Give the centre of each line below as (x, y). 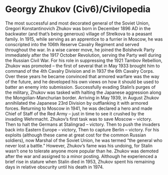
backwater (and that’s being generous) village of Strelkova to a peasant (79, 34)
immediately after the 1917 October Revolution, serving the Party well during (83, 55)
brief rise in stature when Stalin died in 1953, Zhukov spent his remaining (80, 161)
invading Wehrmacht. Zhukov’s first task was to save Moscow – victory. (79, 119)
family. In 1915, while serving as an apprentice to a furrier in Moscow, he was (84, 39)
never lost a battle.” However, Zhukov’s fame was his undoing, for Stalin (79, 145)
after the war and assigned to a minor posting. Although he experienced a (81, 156)
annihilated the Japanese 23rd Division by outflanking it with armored (77, 103)
